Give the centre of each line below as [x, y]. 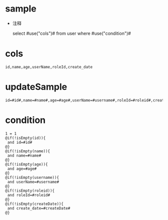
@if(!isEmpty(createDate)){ [34, 204]
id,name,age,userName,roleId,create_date [49, 67]
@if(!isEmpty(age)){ [27, 164]
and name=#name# [24, 155]
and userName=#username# [33, 182]
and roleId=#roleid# [29, 195]
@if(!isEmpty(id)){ [25, 138]
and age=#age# [22, 169]
